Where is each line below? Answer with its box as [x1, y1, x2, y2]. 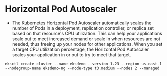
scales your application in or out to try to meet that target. [12, 51, 131, 58]
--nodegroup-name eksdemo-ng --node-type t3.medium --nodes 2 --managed [5, 66, 160, 71]
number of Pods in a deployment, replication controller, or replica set [12, 25, 154, 31]
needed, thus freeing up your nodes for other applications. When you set [12, 41, 163, 47]
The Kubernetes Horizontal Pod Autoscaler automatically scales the [12, 20, 152, 26]
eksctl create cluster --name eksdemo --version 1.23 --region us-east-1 [5, 61, 162, 66]
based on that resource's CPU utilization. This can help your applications [12, 30, 162, 36]
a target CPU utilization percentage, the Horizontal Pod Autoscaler [12, 46, 149, 52]
